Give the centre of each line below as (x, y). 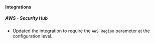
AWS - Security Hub (27, 18)
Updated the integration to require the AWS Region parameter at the (81, 31)
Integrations (18, 7)
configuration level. (32, 36)
